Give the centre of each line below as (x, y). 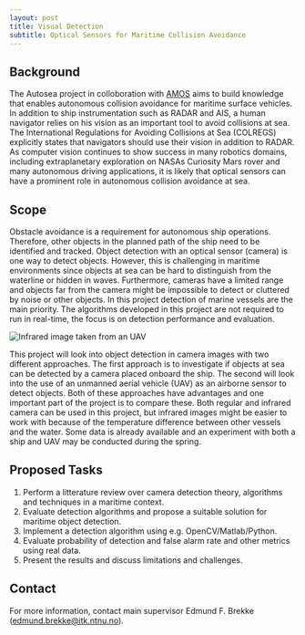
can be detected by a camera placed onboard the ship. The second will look (152, 374)
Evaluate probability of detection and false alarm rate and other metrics (156, 540)
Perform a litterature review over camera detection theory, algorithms (152, 492)
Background (45, 72)
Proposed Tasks (56, 470)
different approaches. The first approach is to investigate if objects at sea (147, 364)
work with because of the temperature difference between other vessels (145, 422)
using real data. (52, 550)
